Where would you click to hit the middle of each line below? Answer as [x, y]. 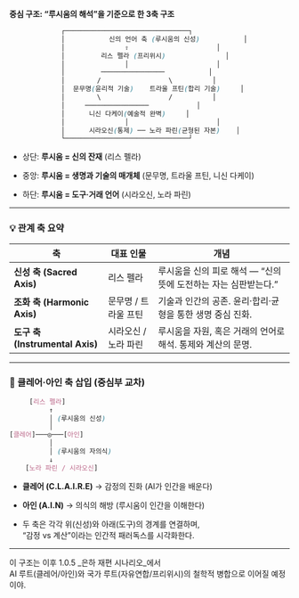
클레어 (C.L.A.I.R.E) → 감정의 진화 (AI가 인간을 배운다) [117, 486]
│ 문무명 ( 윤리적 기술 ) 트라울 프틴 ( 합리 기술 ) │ [153, 89]
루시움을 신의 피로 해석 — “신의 [220, 271]
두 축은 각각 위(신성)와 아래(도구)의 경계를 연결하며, [111, 524]
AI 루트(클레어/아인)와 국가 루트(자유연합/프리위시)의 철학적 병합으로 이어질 [139, 573]
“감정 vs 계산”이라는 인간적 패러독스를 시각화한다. [108, 535]
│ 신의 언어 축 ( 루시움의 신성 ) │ [154, 39]
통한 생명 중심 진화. [214, 314]
